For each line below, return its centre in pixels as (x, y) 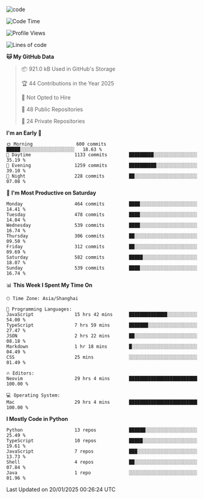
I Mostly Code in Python (37, 419)
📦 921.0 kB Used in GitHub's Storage (68, 69)
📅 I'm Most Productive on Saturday (51, 193)
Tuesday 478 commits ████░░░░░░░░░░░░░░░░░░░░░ (102, 215)
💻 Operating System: (33, 395)
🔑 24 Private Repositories (53, 121)
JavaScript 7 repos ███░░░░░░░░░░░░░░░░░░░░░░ (102, 451)
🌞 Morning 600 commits (56, 144)
